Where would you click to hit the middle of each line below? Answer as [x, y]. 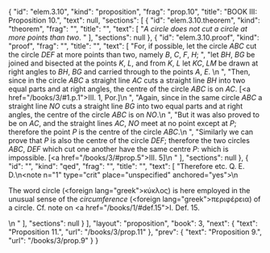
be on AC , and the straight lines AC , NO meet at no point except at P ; [123, 123]
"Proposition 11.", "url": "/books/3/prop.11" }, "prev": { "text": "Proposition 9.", [135, 232]
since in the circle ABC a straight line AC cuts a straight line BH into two [127, 80]
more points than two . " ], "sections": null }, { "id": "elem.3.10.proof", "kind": [134, 37]
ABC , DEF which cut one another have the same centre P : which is [118, 149]
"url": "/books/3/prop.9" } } [54, 240]
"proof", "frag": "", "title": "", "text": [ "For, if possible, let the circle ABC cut [133, 46]
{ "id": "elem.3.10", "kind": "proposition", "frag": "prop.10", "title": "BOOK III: [133, 12]
